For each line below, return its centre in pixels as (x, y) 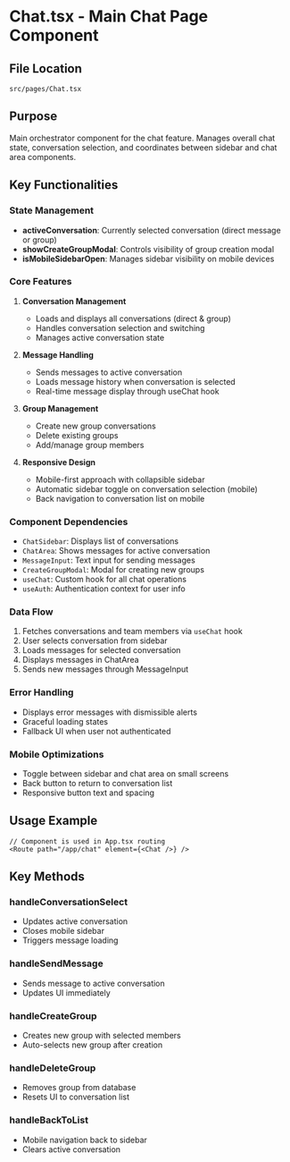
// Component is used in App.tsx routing (87, 841)
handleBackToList (49, 1120)
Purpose (33, 117)
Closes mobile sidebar (63, 931)
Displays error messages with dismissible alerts (110, 712)
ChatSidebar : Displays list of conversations (100, 541)
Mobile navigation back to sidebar (84, 1140)
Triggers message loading (70, 940)
